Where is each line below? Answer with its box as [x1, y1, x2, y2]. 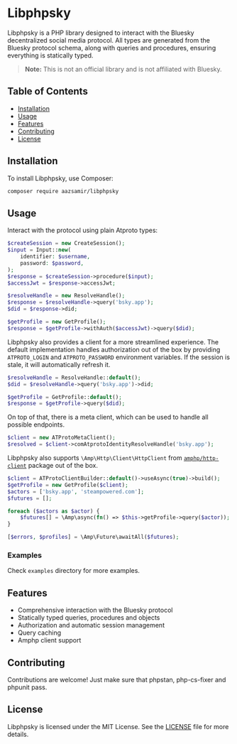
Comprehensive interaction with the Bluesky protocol [17, 606, 173, 615]
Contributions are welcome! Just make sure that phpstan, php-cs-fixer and [7, 675, 226, 684]
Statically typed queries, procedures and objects [17, 613, 160, 622]
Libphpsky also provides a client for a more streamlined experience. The [7, 337, 219, 346]
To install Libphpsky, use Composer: [7, 174, 114, 182]
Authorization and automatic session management [17, 621, 165, 630]
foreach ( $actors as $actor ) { [7, 508, 100, 515]
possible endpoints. [7, 420, 65, 429]
